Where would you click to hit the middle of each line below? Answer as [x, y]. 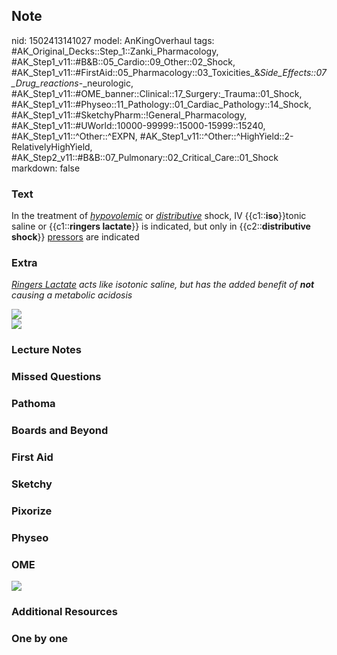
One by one [40, 638]
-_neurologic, [106, 83]
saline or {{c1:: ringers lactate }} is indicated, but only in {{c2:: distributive [161, 226]
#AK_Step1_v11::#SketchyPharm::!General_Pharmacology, [129, 115]
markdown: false [46, 168]
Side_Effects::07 [293, 72]
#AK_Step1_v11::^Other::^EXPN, [74, 136]
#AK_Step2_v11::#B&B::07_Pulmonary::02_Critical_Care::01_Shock [145, 157]
